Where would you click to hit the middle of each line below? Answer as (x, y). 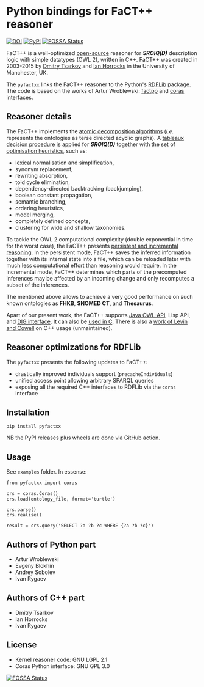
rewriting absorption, (41, 175)
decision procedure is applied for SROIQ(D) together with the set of (91, 144)
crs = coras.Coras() (33, 494)
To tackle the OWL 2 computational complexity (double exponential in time (100, 239)
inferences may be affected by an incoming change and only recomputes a (100, 278)
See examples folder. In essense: (47, 472)
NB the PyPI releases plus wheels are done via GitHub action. (83, 438)
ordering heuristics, (40, 208)
